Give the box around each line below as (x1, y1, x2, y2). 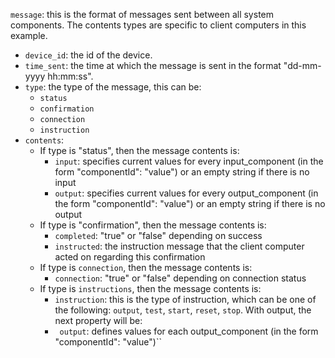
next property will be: (54, 315, 143, 326)
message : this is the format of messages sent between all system (10, 9, 274, 20)
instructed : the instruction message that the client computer (54, 240, 305, 252)
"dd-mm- (283, 60, 322, 71)
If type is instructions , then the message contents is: (39, 283, 262, 294)
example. (10, 30, 48, 41)
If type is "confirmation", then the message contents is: (39, 219, 267, 231)
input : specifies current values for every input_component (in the (54, 155, 324, 167)
